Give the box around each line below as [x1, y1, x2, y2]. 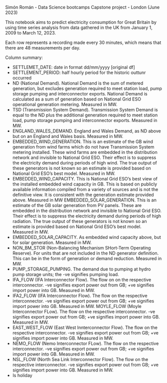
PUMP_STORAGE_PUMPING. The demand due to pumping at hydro [12, 266, 151, 272]
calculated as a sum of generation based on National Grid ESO [12, 96, 141, 102]
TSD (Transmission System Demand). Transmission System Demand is [12, 107, 158, 112]
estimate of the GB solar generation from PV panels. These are [12, 202, 142, 208]
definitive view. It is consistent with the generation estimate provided [12, 192, 154, 197]
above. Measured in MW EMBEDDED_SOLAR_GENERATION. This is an [12, 197, 156, 203]
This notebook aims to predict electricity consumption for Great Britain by [5, 19, 156, 25]
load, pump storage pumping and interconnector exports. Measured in [12, 117, 157, 123]
